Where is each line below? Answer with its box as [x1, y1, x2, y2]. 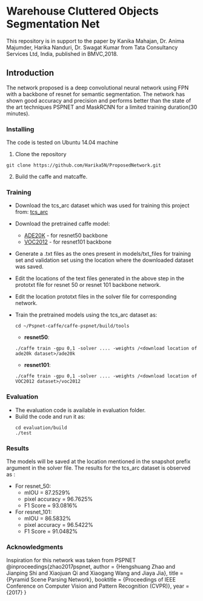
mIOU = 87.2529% [24, 489, 71, 496]
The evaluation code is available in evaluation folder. [15, 406, 146, 414]
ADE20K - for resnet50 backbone [24, 232, 108, 239]
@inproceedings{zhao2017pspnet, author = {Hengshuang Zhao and [6, 563, 176, 571]
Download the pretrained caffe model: [15, 220, 110, 227]
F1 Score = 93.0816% [24, 501, 78, 509]
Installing [6, 125, 35, 133]
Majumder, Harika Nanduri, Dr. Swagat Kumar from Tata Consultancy [6, 44, 178, 51]
